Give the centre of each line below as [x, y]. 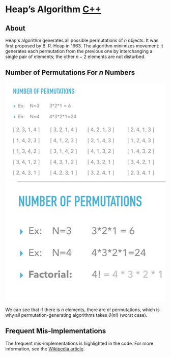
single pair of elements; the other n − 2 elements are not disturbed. [76, 57]
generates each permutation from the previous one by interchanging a [79, 51]
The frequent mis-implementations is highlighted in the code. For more [79, 343]
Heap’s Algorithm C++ [53, 9]
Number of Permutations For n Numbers [70, 73]
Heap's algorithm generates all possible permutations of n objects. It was [82, 40]
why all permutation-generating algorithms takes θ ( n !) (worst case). [76, 315]
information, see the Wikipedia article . [45, 349]
